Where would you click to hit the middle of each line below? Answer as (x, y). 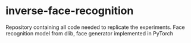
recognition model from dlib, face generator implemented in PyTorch (90, 33)
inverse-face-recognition (70, 11)
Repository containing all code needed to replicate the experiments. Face (95, 27)
